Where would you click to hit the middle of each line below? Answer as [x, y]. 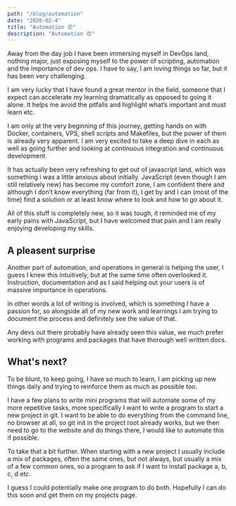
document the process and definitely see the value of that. [92, 319]
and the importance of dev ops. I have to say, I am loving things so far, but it [117, 68]
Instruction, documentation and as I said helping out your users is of [106, 282]
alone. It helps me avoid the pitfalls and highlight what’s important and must [117, 105]
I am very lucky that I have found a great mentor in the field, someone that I [116, 90]
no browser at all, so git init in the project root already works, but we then [113, 422]
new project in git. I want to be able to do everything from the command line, [118, 415]
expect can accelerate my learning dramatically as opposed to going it [110, 97]
